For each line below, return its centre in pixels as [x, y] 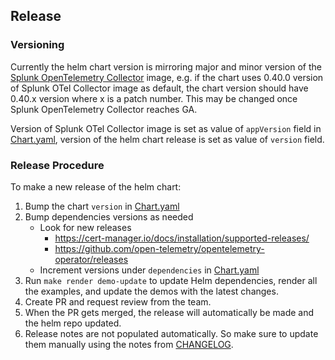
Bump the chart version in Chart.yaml [102, 206]
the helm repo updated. [73, 323]
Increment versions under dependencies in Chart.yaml [149, 270]
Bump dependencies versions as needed [109, 216]
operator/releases [91, 259]
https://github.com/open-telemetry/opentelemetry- [159, 248]
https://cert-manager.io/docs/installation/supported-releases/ [182, 238]
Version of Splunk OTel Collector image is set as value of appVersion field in [166, 128]
